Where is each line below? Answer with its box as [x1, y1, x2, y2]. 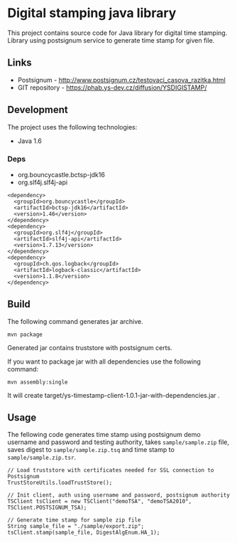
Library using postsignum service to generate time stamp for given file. [7, 36, 215, 44]
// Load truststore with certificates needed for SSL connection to [7, 467, 214, 474]
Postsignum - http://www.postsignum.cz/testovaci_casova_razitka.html [17, 75, 226, 84]
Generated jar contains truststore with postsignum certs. [7, 343, 172, 352]
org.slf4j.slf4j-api [17, 178, 68, 186]
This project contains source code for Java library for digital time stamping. [7, 28, 228, 37]
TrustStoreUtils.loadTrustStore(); [7, 479, 113, 487]
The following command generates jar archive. [7, 317, 143, 325]
